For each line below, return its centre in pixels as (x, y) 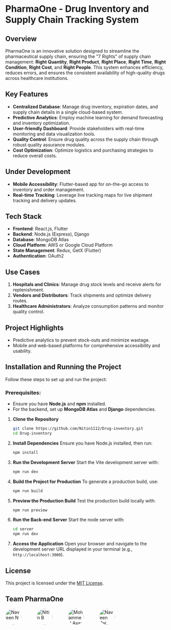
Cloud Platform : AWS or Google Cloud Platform (63, 245)
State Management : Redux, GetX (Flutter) (57, 250)
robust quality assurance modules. (49, 144)
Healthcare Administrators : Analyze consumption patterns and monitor (88, 306)
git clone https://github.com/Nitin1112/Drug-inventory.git (78, 429)
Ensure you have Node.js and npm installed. (59, 404)
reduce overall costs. (35, 155)
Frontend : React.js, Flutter (40, 229)
